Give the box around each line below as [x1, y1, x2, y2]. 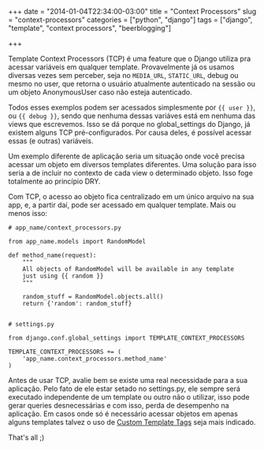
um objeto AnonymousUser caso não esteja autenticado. [8, 87, 193, 97]
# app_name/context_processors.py [8, 224, 122, 232]
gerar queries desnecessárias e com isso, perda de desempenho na [8, 401, 230, 410]
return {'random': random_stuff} [22, 299, 132, 307]
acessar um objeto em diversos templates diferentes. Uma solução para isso [8, 160, 257, 169]
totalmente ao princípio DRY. [8, 177, 101, 186]
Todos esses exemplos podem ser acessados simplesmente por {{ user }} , [8, 102, 256, 112]
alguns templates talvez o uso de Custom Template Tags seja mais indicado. [8, 418, 256, 426]
